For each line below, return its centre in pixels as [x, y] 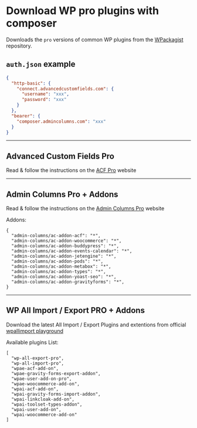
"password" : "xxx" [44, 100]
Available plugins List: [32, 342]
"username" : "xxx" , [45, 94]
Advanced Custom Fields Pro [60, 156]
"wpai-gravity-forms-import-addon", [56, 394]
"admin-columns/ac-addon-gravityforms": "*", [68, 282]
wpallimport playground [35, 331]
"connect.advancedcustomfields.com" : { [65, 89]
